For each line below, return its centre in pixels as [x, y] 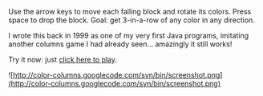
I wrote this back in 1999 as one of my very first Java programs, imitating [129, 36]
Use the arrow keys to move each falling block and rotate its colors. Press [130, 12]
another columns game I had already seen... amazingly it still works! [120, 44]
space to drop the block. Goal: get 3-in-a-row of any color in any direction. [131, 20]
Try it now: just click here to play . [63, 60]
